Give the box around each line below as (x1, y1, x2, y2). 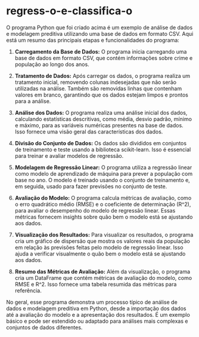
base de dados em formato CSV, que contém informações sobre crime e (14, 54, 193, 61)
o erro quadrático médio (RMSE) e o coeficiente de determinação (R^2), (14, 201, 191, 208)
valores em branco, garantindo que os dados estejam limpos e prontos (14, 91, 189, 98)
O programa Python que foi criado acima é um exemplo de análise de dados (6, 24, 193, 31)
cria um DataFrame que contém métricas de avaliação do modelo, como (14, 274, 192, 281)
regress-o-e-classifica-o (6, 4, 133, 18)
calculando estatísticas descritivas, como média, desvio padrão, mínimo (14, 115, 192, 123)
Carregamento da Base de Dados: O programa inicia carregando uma (14, 48, 187, 55)
